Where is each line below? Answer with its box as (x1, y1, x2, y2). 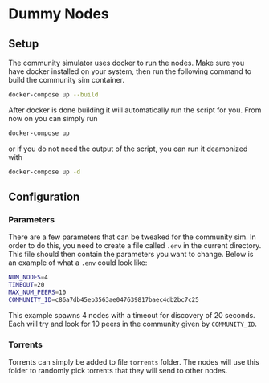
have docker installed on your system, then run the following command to (8, 67, 251, 76)
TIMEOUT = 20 (8, 281, 45, 289)
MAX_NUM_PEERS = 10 (8, 288, 67, 297)
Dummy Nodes (8, 5, 110, 23)
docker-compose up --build (8, 91, 99, 99)
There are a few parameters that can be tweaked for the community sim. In (8, 232, 257, 242)
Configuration (8, 190, 80, 204)
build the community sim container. (8, 75, 125, 84)
